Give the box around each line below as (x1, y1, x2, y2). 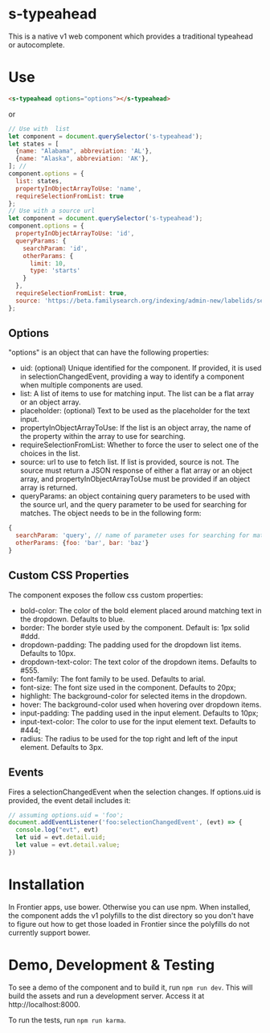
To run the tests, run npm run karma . (8, 1015, 126, 1025)
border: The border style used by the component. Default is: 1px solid (19, 622, 250, 632)
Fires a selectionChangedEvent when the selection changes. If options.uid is (8, 787, 261, 797)
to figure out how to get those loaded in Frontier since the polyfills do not (8, 919, 251, 928)
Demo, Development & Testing (8, 956, 215, 974)
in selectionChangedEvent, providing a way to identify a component (19, 371, 245, 382)
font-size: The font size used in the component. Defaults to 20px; (19, 683, 236, 692)
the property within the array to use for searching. (19, 432, 186, 441)
